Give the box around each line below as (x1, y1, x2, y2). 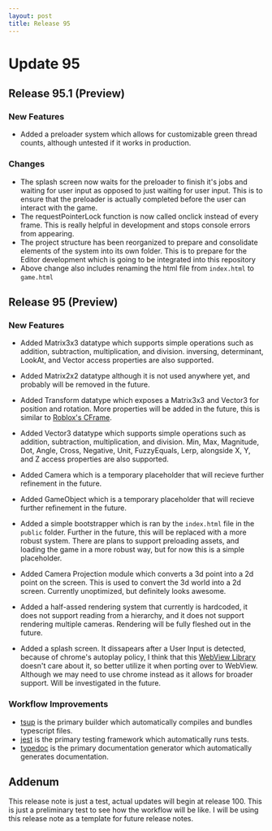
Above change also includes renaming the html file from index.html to (19, 263, 254, 273)
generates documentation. (19, 751, 110, 761)
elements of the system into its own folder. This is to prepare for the (19, 245, 248, 256)
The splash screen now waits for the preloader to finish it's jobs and (19, 176, 248, 187)
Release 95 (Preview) (8, 296, 119, 309)
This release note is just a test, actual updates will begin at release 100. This (8, 797, 262, 807)
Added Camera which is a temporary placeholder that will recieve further (19, 470, 265, 480)
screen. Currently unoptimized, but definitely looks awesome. (19, 586, 227, 596)
